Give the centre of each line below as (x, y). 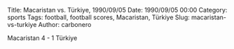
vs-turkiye (22, 24)
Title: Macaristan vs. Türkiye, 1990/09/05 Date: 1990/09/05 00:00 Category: (117, 10)
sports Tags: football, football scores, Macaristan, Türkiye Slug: (99, 17)
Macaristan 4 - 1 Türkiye (42, 38)
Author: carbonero (65, 24)
